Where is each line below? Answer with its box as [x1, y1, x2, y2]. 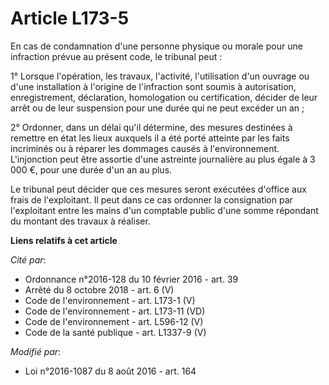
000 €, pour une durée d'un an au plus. [10, 163, 173, 176]
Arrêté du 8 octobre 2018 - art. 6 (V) [24, 283, 175, 296]
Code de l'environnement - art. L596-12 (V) [24, 315, 204, 327]
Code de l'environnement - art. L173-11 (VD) [24, 305, 206, 317]
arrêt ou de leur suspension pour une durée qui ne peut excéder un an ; [10, 102, 305, 114]
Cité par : [10, 253, 47, 266]
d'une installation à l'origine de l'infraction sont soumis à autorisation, [10, 80, 297, 92]
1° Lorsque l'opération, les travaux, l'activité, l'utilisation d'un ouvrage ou [10, 70, 310, 82]
